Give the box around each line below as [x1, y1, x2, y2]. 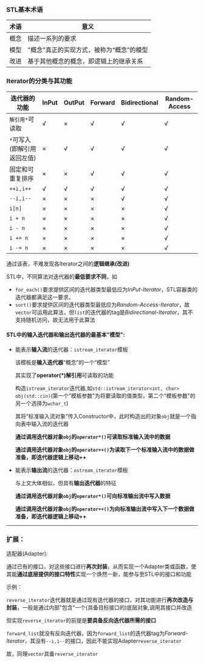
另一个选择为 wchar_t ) [15, 399, 69, 407]
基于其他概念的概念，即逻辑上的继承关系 [27, 57, 144, 66]
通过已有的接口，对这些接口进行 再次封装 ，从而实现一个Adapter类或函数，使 [6, 563, 197, 570]
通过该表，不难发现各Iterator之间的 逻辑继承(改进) [6, 260, 130, 267]
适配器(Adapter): [6, 550, 48, 557]
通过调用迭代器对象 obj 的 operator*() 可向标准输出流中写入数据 [15, 492, 171, 499]
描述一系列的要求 [27, 35, 77, 43]
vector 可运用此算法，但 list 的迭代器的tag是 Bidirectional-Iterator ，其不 [15, 308, 193, 316]
